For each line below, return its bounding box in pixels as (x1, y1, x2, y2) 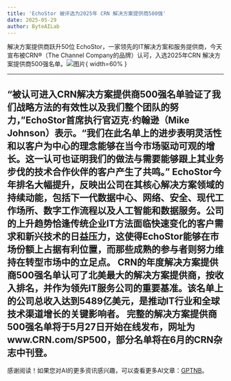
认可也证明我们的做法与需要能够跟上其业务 (43, 153, 224, 165)
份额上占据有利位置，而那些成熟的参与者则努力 (16, 243, 215, 255)
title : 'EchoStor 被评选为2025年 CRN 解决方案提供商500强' (7, 10, 166, 17)
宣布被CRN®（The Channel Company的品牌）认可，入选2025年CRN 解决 (7, 51, 215, 59)
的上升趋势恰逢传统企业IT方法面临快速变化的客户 (7, 218, 214, 229)
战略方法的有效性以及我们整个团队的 (16, 101, 170, 113)
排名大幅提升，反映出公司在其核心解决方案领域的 (16, 178, 224, 190)
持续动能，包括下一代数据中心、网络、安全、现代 (7, 192, 215, 203)
